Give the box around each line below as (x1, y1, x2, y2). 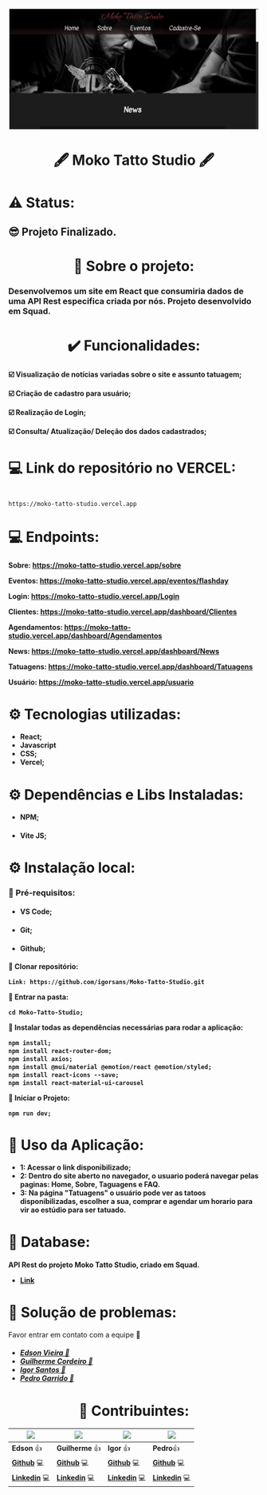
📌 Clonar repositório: (8, 962, 79, 971)
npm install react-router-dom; (8, 1047, 112, 1055)
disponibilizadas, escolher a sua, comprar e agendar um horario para (19, 1197, 253, 1206)
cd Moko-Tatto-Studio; (8, 1009, 84, 1017)
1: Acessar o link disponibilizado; (19, 1162, 132, 1172)
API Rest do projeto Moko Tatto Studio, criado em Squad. (8, 1260, 200, 1270)
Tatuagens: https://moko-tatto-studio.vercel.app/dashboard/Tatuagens (8, 661, 253, 672)
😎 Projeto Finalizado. (8, 225, 117, 238)
